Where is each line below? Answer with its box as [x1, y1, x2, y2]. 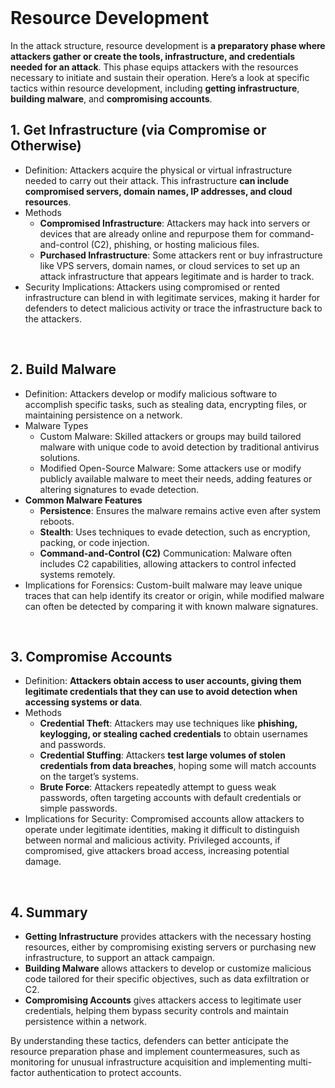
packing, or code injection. [39, 536, 150, 548]
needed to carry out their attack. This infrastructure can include [24, 174, 290, 186]
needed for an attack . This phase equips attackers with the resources [10, 61, 299, 73]
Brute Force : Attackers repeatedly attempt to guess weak [39, 781, 277, 793]
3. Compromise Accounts [10, 648, 173, 665]
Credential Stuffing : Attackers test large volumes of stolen [39, 749, 286, 761]
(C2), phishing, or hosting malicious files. [90, 238, 260, 250]
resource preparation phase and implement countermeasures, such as [10, 1046, 301, 1058]
